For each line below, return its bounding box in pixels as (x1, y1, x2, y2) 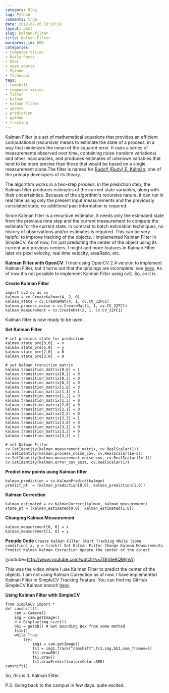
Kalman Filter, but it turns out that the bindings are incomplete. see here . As (5, 265, 162, 271)
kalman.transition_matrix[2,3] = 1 (5, 415, 80, 420)
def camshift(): (5, 606, 39, 611)
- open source (5, 64, 35, 69)
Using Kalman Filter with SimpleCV (5, 592, 80, 598)
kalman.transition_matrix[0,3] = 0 (5, 380, 80, 385)
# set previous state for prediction (5, 336, 85, 341)
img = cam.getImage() (14, 615, 60, 620)
